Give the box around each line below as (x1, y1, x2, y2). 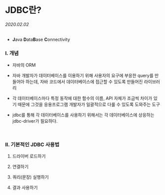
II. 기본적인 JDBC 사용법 (5, 141, 60, 148)
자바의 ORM (12, 62, 36, 68)
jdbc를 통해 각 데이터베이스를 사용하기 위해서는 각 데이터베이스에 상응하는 (12, 112, 155, 118)
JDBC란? (5, 4, 42, 16)
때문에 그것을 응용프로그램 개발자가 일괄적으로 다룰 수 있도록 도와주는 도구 (17, 101, 161, 107)
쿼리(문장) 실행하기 (12, 174, 49, 180)
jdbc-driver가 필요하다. (12, 118, 58, 124)
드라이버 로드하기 (12, 153, 46, 159)
